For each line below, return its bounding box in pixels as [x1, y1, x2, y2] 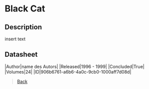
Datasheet [4, 50, 38, 59]
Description [4, 23, 42, 31]
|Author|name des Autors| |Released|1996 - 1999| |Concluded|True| [4, 63, 144, 70]
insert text [4, 36, 26, 42]
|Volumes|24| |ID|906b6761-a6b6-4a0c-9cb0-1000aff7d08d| [4, 69, 131, 75]
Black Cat [4, 3, 45, 14]
